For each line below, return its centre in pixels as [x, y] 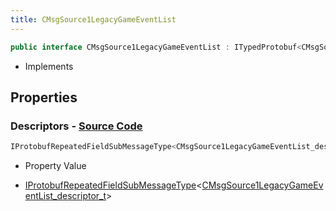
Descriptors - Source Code [76, 126]
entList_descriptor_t [65, 196]
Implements [49, 66]
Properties [44, 97]
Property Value [55, 166]
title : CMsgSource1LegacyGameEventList [93, 19]
